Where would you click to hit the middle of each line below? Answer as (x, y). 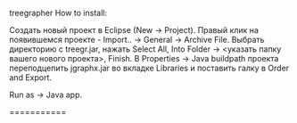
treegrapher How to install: (58, 13)
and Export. (30, 78)
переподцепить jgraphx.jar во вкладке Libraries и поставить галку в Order (149, 68)
